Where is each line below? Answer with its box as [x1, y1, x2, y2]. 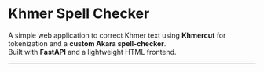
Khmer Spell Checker [8, 5, 150, 23]
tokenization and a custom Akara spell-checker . [8, 38, 167, 48]
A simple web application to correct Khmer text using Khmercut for [8, 31, 226, 40]
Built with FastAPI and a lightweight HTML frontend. [8, 47, 177, 56]
